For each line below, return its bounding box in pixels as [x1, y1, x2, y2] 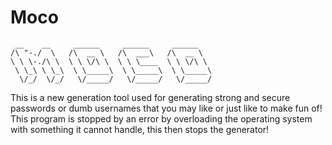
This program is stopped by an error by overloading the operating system [10, 112, 313, 125]
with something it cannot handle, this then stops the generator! [10, 123, 270, 135]
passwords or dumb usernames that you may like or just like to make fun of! [10, 102, 323, 114]
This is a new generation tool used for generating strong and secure [10, 91, 291, 103]
